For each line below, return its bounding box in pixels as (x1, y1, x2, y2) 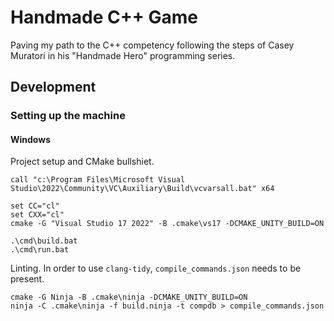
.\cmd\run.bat (10, 245, 70, 255)
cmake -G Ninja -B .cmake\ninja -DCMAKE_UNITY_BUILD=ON (10, 292, 248, 303)
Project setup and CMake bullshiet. (10, 156, 155, 168)
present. (10, 273, 45, 285)
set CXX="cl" (10, 210, 65, 220)
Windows (10, 133, 51, 145)
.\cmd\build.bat (10, 236, 78, 246)
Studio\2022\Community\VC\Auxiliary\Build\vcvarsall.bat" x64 (10, 184, 275, 194)
